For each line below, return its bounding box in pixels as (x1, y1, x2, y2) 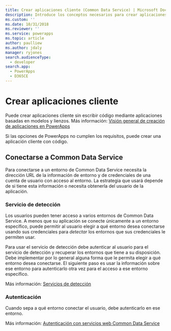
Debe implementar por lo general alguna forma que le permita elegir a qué (5, 255, 161, 261)
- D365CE (10, 74, 28, 79)
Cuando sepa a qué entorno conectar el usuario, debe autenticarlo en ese (5, 305, 160, 311)
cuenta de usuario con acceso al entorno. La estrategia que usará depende (5, 177, 163, 184)
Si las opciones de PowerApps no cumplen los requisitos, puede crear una (5, 133, 161, 139)
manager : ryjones (5, 50, 42, 55)
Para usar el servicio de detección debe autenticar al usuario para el (5, 244, 149, 250)
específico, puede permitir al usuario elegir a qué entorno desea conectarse (5, 223, 165, 229)
